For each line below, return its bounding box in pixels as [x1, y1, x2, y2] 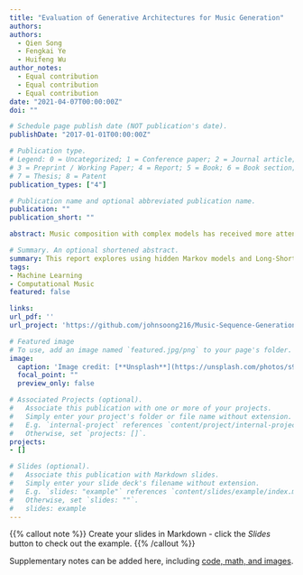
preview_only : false [17, 379, 95, 388]
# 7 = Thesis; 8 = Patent [9, 172, 106, 181]
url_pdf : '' [9, 312, 54, 321]
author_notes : [9, 64, 63, 73]
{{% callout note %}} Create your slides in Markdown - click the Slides [9, 529, 271, 540]
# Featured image [9, 337, 75, 346]
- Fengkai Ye [17, 47, 67, 56]
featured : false [9, 288, 70, 297]
